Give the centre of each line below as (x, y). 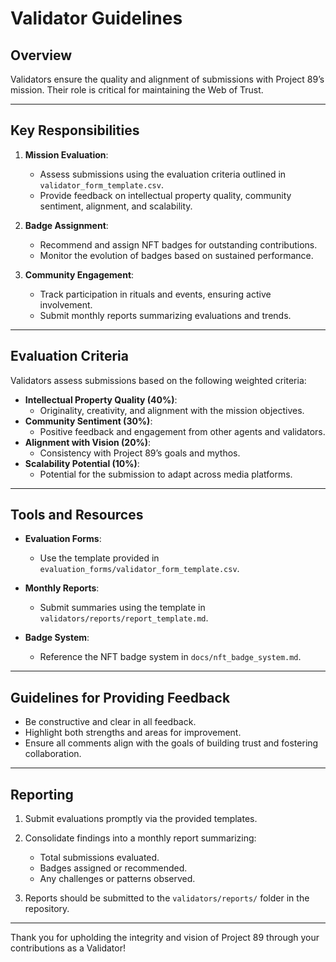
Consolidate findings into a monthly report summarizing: (140, 838)
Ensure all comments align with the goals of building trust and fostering (171, 743)
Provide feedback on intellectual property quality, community (165, 195)
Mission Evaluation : (66, 154)
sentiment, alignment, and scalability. (116, 206)
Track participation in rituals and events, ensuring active (155, 294)
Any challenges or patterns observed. (117, 879)
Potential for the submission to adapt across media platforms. (166, 474)
